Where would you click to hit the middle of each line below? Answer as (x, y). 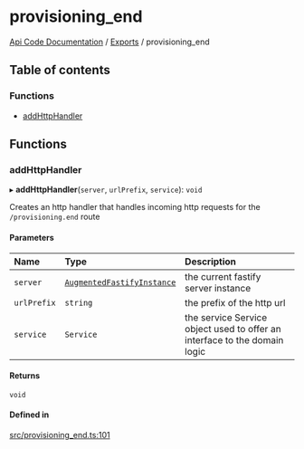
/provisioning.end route (55, 217)
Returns (25, 376)
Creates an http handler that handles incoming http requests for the (135, 207)
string (79, 302)
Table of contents (60, 70)
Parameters (32, 237)
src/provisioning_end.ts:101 (60, 435)
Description (211, 262)
